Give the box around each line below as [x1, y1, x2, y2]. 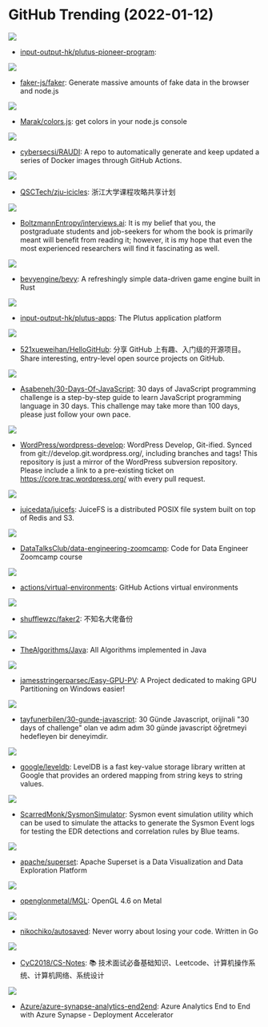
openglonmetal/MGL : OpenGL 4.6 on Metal [19, 896, 162, 905]
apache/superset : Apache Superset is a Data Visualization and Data [19, 857, 244, 866]
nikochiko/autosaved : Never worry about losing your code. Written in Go [19, 926, 258, 936]
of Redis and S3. [19, 513, 74, 522]
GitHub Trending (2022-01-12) [8, 6, 214, 24]
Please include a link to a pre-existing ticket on [19, 466, 174, 475]
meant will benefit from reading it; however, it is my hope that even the [19, 234, 253, 245]
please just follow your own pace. [19, 410, 131, 419]
